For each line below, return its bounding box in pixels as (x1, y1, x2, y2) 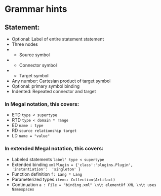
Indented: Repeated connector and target (11, 89, 96, 94)
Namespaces (11, 187, 35, 192)
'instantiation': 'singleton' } (11, 166, 81, 172)
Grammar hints (4, 3, 67, 15)
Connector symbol (19, 63, 57, 68)
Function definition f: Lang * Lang (11, 171, 82, 177)
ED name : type (11, 122, 44, 129)
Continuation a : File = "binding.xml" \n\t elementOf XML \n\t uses (11, 181, 157, 188)
